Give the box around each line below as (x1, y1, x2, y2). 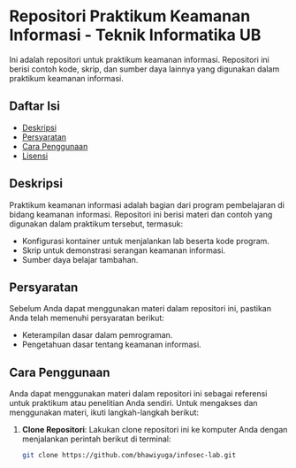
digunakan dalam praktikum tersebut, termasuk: (9, 219, 184, 229)
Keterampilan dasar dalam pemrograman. (21, 330, 173, 341)
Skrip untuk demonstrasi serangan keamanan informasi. (21, 245, 226, 256)
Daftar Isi (9, 99, 60, 114)
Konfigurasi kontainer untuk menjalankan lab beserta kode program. (21, 235, 269, 246)
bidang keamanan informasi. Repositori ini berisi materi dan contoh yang (9, 209, 273, 219)
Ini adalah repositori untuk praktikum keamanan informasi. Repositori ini (9, 54, 269, 65)
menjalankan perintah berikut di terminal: (21, 433, 171, 444)
